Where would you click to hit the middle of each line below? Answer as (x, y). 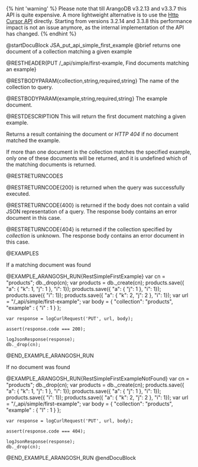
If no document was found (38, 367)
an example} (21, 69)
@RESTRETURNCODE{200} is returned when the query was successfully (95, 187)
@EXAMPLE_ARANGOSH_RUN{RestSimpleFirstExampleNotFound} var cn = (98, 378)
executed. (18, 194)
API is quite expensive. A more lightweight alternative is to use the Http (92, 15)
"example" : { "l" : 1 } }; (34, 410)
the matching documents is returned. (51, 164)
